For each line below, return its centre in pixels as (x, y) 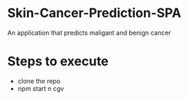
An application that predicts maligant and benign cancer (89, 33)
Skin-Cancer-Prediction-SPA (94, 13)
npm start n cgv (41, 88)
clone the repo (39, 81)
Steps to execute (58, 61)
